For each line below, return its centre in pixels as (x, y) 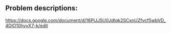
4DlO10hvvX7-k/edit (27, 25)
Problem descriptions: (41, 8)
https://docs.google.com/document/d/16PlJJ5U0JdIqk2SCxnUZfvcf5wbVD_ (86, 20)
